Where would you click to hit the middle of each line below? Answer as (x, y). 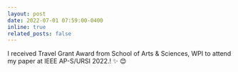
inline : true (27, 27)
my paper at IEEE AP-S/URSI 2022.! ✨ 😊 (67, 61)
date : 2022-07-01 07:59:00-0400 (55, 20)
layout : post (27, 14)
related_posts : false (40, 34)
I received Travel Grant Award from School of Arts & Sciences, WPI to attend (119, 54)
